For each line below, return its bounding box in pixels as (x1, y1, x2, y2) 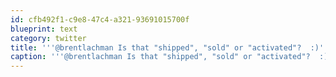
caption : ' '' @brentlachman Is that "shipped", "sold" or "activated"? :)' (10, 52, 333, 62)
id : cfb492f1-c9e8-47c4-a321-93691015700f (10, 14, 190, 25)
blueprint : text (10, 24, 78, 34)
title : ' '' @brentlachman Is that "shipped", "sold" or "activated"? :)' (10, 42, 325, 53)
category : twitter (10, 33, 87, 43)
